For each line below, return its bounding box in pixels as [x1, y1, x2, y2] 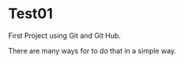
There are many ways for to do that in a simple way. [8, 46, 177, 55]
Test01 [8, 5, 54, 23]
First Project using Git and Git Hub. [8, 31, 121, 40]
